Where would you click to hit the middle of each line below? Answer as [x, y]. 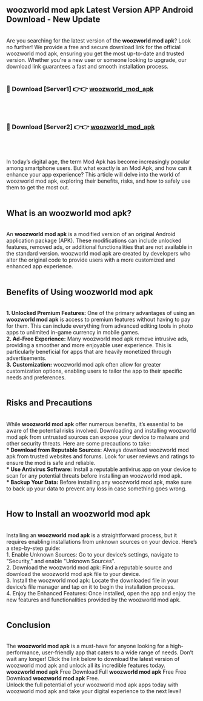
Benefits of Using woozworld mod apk [80, 292]
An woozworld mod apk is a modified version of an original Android [91, 234]
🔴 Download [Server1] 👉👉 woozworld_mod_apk [80, 89]
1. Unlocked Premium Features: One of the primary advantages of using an [101, 313]
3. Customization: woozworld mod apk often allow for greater [84, 365]
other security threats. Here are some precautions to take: [79, 443]
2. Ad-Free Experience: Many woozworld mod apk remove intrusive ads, [98, 339]
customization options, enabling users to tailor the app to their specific [95, 371]
